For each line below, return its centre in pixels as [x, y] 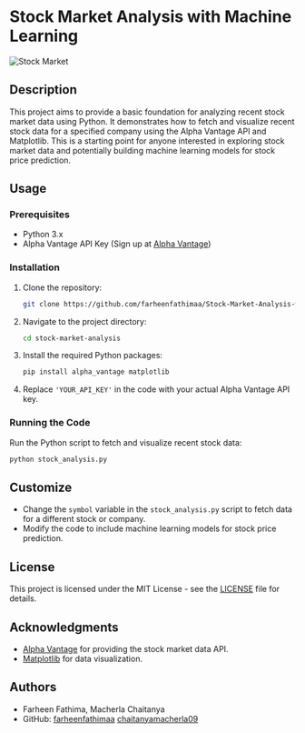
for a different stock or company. [84, 519]
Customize [41, 487]
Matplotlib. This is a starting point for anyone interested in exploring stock [147, 141]
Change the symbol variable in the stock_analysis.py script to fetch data [157, 509]
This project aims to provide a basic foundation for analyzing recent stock [147, 112]
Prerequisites [39, 215]
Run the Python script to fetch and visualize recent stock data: [126, 442]
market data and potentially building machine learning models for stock [142, 150]
